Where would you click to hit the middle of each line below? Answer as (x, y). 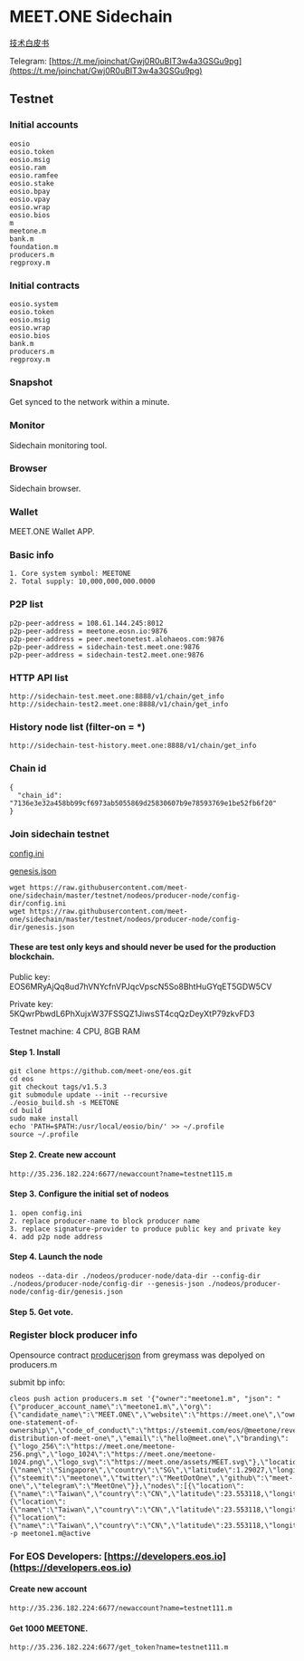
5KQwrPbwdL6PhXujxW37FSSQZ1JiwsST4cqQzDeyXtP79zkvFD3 (132, 1014)
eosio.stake (32, 183)
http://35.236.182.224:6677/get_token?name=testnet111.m (119, 1647)
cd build (26, 1111)
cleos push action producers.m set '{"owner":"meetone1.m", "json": (141, 1398)
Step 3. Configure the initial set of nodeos (89, 1194)
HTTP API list (39, 677)
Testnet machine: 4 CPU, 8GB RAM (75, 1032)
